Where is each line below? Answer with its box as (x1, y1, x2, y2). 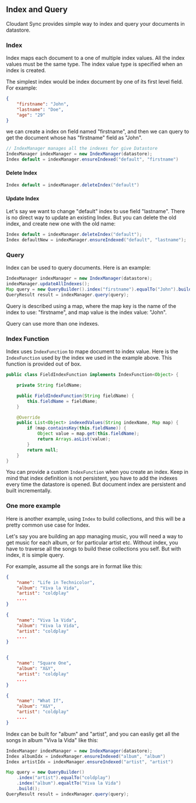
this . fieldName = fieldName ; (27, 398, 98, 404)
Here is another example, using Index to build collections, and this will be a (6, 515, 185, 522)
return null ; (27, 447, 59, 453)
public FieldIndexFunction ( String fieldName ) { (16, 392, 134, 399)
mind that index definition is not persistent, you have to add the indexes (6, 474, 178, 482)
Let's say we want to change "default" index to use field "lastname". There (6, 208, 185, 215)
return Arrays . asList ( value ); (37, 436, 111, 442)
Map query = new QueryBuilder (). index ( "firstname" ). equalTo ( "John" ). (6, 286, 179, 292)
